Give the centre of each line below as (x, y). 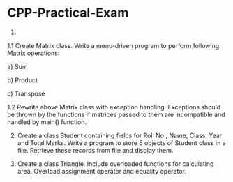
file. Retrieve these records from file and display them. (95, 150)
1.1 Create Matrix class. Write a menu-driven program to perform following (113, 45)
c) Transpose (26, 93)
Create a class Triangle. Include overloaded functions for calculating (115, 164)
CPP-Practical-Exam (68, 13)
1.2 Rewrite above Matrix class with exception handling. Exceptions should (114, 107)
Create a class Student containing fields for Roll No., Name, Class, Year (120, 135)
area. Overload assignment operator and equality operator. (102, 171)
